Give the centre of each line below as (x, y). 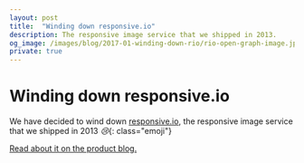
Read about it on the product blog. (73, 149)
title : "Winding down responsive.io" (82, 26)
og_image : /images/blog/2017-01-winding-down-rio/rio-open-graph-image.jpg (155, 43)
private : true (36, 52)
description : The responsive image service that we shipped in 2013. (143, 34)
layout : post (34, 18)
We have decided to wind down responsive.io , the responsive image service (152, 121)
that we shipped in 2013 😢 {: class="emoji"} (90, 131)
